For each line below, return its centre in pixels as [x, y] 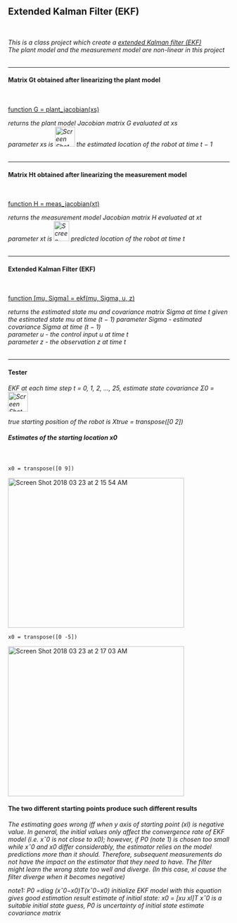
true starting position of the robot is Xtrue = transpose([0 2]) [96, 421]
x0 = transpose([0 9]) [41, 469]
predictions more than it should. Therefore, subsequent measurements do [115, 854]
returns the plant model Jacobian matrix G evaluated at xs [93, 123]
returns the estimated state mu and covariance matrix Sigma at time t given [118, 312]
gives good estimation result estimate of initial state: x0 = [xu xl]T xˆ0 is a [115, 898]
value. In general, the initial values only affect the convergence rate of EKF [116, 831]
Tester [18, 373]
